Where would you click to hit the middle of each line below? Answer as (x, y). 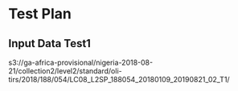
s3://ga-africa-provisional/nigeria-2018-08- (81, 62)
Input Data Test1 (49, 44)
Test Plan (40, 14)
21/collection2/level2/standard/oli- (65, 71)
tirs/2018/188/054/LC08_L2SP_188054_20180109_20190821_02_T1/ (119, 79)
